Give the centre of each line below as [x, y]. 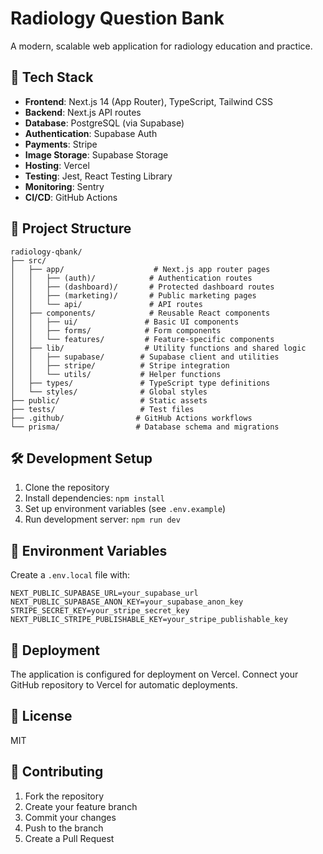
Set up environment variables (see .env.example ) [125, 509]
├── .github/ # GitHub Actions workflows [131, 418]
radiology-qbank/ [46, 252]
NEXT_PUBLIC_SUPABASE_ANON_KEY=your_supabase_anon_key [127, 602]
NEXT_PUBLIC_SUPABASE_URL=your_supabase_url [104, 593]
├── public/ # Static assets [109, 400]
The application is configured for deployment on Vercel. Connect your [154, 674]
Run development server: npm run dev [102, 519]
